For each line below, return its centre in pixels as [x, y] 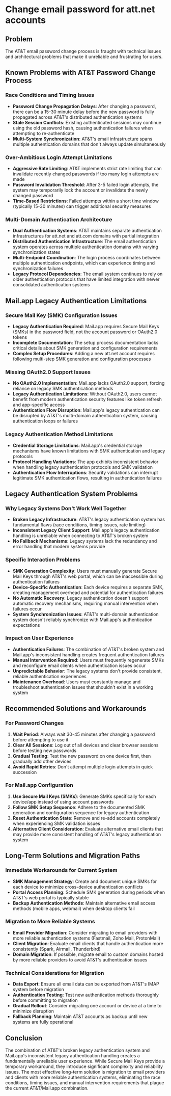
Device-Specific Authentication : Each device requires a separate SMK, [88, 587]
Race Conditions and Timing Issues [50, 95]
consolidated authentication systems [51, 285]
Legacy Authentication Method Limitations [59, 434]
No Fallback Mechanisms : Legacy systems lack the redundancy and [85, 541]
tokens [20, 337]
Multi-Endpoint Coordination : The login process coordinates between [87, 258]
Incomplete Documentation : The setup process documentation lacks [85, 342]
